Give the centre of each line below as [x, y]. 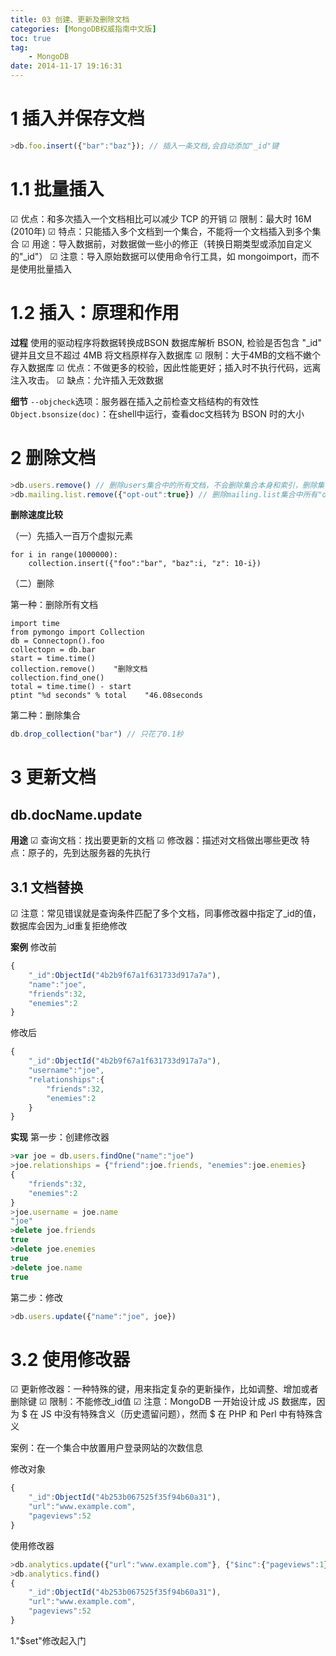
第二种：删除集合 [45, 715]
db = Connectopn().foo [57, 641]
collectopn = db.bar [53, 650]
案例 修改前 [33, 947]
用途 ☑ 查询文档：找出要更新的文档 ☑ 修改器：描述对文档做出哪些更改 [154, 840]
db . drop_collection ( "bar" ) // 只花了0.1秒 [97, 734]
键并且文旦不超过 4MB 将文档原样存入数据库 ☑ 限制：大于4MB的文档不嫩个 [166, 355]
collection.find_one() [57, 678]
